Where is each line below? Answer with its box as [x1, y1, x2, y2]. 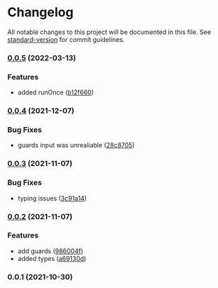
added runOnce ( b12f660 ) [17, 88, 94, 96]
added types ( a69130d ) [17, 254, 87, 262]
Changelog [7, 4, 74, 21]
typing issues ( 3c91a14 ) [17, 194, 87, 202]
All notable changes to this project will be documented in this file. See [7, 28, 212, 36]
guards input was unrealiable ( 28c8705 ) [17, 141, 135, 150]
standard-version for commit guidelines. [7, 35, 125, 43]
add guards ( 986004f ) [17, 246, 84, 255]
